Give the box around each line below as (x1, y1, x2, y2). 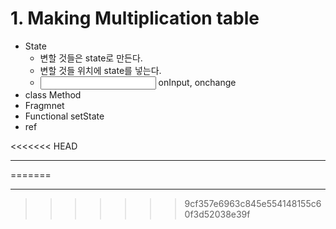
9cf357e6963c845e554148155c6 (184, 197, 322, 209)
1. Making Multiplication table (10, 7, 260, 30)
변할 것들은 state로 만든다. (39, 52, 143, 64)
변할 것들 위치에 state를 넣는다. (39, 64, 162, 76)
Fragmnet (24, 99, 65, 111)
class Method (24, 88, 82, 101)
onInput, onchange (158, 76, 237, 88)
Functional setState (24, 110, 105, 122)
